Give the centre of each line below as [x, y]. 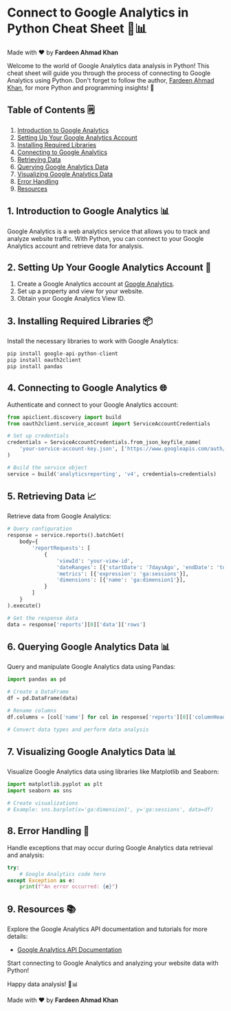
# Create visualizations [43, 803]
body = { [29, 542]
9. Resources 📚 [42, 909]
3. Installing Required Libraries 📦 [80, 321]
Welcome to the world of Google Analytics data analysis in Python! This [108, 65]
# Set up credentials [38, 436]
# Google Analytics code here [63, 874]
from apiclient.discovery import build [64, 417]
